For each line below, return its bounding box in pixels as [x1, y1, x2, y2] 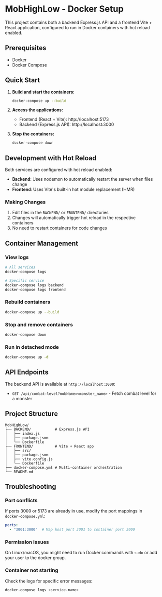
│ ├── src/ [5, 448, 31, 453]
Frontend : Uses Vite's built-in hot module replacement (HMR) [12, 187, 135, 192]
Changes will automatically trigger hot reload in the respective [12, 215, 136, 221]
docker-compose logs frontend [5, 287, 66, 292]
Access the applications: [12, 107, 63, 113]
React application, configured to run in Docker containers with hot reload [5, 24, 150, 30]
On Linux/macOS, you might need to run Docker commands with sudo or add [5, 550, 158, 556]
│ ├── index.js [5, 431, 40, 436]
